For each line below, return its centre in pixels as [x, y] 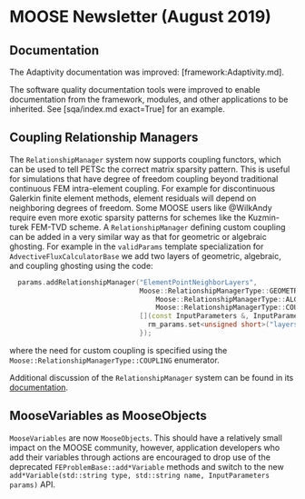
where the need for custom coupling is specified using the [118, 350]
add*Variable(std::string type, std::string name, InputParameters [140, 475]
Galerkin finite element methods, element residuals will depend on [133, 198]
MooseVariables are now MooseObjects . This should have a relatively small [146, 437]
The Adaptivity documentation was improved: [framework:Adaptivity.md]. [147, 72]
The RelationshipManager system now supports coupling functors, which [145, 159]
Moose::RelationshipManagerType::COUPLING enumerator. [114, 360]
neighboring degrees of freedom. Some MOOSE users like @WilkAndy [141, 207]
